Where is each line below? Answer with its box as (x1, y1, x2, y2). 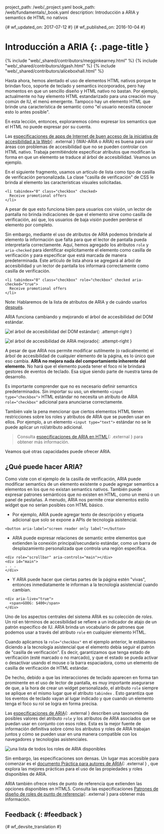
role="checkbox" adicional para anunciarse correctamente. (5, 399, 123, 405)
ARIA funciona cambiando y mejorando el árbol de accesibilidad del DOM (5, 313, 153, 319)
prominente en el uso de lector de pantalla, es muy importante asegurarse (5, 680, 155, 685)
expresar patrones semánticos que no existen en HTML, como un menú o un (5, 492, 160, 497)
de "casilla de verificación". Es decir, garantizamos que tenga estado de (5, 649, 150, 655)
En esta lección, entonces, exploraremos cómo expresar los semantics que (5, 118, 157, 124)
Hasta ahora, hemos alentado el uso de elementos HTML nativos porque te (5, 77, 156, 83)
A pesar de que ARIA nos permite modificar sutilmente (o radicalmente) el (5, 347, 154, 353)
